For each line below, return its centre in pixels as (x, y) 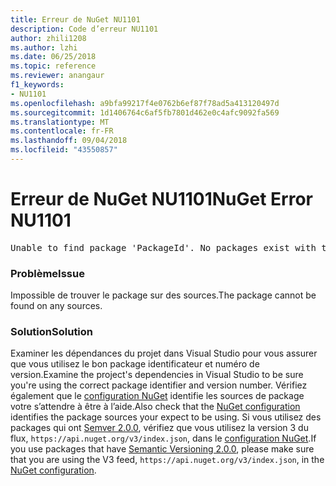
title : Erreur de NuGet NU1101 (75, 19)
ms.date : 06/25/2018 (53, 57)
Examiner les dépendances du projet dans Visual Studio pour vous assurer (164, 353)
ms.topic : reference (53, 66)
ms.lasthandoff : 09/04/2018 (69, 141)
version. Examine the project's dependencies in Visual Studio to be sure (157, 375)
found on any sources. (56, 306)
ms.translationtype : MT (60, 122)
